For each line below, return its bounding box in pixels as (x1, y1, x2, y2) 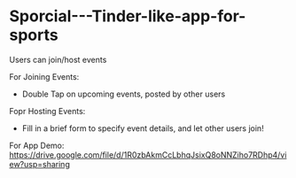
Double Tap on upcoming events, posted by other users (21, 89, 226, 99)
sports (9, 25, 59, 45)
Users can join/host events (9, 54, 107, 65)
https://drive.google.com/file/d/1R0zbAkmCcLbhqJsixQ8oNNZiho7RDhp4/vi (9, 149, 287, 160)
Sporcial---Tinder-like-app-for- (9, 6, 246, 27)
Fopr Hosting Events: (9, 105, 86, 116)
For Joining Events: (9, 71, 80, 81)
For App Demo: (9, 140, 65, 151)
